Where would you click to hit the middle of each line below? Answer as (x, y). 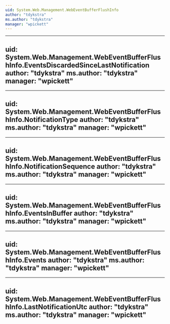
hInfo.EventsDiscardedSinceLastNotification (77, 65)
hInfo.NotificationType (42, 120)
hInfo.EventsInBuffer (39, 213)
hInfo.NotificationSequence (50, 167)
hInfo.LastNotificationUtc (46, 307)
